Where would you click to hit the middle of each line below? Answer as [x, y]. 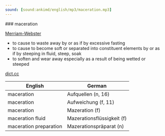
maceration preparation [35, 126]
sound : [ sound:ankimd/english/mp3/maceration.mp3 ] [58, 10]
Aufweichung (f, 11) [90, 102]
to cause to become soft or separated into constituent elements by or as [86, 48]
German [97, 86]
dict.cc [12, 73]
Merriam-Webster [23, 33]
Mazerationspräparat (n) [95, 126]
